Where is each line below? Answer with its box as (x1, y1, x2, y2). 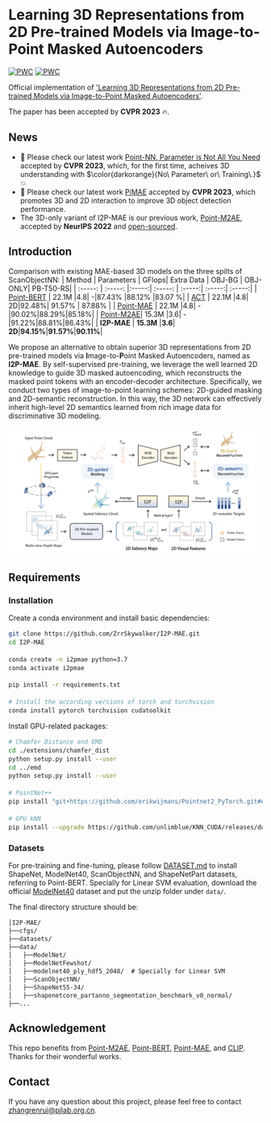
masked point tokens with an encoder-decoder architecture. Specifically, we (8, 376, 262, 386)
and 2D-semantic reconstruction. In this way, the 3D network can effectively (8, 394, 262, 403)
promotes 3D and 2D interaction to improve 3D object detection (19, 196, 231, 205)
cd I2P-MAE (8, 639, 45, 647)
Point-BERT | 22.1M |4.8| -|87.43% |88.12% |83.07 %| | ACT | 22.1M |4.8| (8, 292, 249, 302)
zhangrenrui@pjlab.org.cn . (8, 1105, 97, 1115)
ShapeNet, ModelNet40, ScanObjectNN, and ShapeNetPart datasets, (8, 869, 238, 879)
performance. (19, 204, 66, 213)
